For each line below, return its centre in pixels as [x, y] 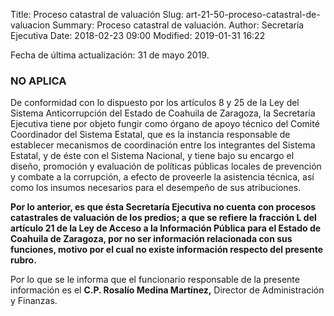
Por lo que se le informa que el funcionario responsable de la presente [155, 280]
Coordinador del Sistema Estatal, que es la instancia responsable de [150, 135]
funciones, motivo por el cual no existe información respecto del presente [167, 250]
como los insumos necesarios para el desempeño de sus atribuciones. [156, 188]
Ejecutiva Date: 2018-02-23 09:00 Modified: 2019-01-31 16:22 [138, 35]
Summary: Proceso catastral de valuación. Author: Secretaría [178, 25]
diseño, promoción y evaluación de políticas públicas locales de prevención [166, 166]
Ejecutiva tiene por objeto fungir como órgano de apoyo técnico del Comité [165, 124]
